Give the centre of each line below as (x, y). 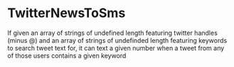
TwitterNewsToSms (67, 13)
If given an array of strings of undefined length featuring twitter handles (113, 33)
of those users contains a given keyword (67, 56)
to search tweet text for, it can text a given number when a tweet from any (116, 48)
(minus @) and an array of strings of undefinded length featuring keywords (117, 40)
